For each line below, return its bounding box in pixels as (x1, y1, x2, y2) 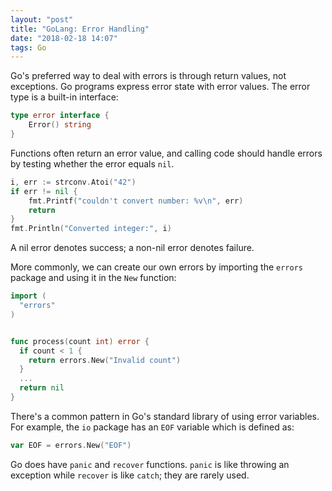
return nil (19, 383, 65, 393)
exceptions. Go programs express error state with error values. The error (10, 81, 311, 93)
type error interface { (10, 111, 110, 121)
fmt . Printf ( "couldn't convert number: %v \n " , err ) (28, 196, 244, 206)
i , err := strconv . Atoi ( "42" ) (10, 177, 137, 187)
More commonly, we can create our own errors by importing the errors (10, 261, 303, 273)
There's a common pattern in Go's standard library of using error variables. (10, 410, 320, 422)
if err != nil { (10, 186, 78, 196)
